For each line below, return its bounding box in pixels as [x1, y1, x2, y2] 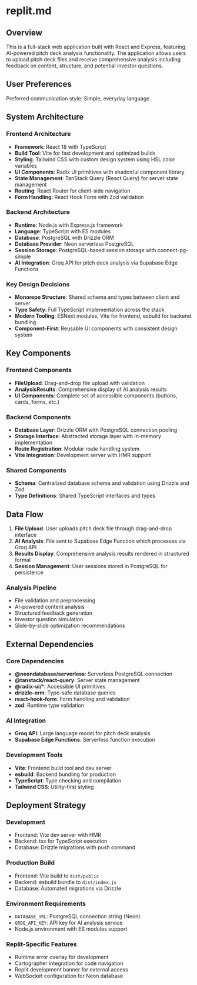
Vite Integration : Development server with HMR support [14, 452, 151, 459]
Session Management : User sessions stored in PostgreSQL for [14, 563, 168, 570]
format [14, 556, 31, 563]
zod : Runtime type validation [14, 702, 84, 709]
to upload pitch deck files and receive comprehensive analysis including [6, 56, 181, 63]
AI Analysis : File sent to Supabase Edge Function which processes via [14, 537, 186, 544]
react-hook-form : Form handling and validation [14, 696, 131, 703]
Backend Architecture [6, 208, 71, 216]
